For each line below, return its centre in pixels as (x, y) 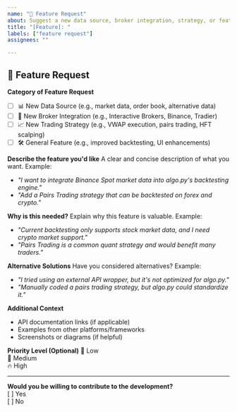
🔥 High (17, 365)
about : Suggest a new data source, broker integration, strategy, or (112, 20)
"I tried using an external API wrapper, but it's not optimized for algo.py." (123, 280)
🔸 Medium (22, 358)
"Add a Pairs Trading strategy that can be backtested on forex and (115, 195)
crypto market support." (53, 237)
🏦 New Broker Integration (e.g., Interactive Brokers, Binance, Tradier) (117, 116)
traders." (30, 252)
